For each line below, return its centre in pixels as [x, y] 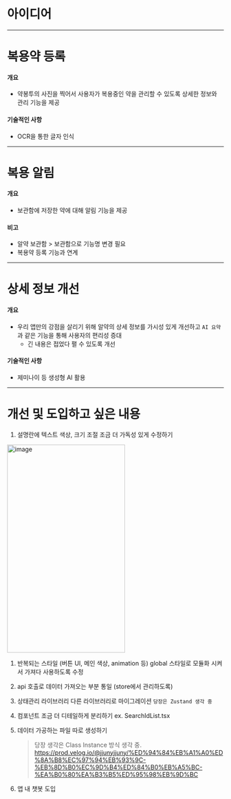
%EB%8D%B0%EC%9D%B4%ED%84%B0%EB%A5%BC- [118, 767]
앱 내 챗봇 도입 [36, 789]
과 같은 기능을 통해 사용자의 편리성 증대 [69, 335]
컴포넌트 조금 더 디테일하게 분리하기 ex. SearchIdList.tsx [93, 715]
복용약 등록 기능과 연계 [47, 252]
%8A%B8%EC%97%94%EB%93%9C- [90, 760]
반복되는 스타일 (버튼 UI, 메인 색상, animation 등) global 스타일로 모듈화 [113, 663]
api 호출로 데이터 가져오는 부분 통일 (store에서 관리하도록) [95, 686]
